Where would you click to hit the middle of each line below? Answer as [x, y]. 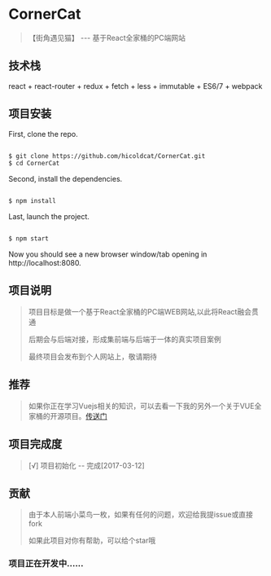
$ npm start [28, 239]
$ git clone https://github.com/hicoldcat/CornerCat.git [107, 156]
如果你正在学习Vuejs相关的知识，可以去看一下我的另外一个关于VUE [141, 406]
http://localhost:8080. [45, 263]
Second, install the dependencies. [66, 179]
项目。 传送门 [85, 416]
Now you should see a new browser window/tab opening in [108, 254]
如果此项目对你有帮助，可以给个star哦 [92, 541]
